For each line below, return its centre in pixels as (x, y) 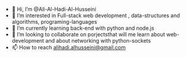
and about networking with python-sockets (98, 41)
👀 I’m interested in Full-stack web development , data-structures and (96, 15)
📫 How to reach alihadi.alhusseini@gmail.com (69, 47)
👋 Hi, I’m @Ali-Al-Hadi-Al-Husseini (54, 9)
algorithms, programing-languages (54, 22)
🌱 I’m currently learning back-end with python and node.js (83, 28)
